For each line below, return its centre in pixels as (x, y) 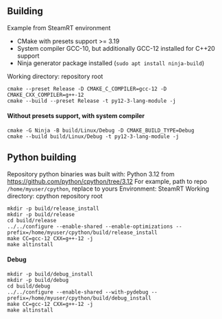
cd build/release (32, 220)
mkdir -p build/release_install (53, 209)
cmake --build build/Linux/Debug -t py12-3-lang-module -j (93, 137)
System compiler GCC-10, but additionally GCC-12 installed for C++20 (116, 48)
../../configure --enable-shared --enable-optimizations (90, 226)
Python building (42, 157)
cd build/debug (29, 286)
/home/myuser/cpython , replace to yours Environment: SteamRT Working (108, 189)
